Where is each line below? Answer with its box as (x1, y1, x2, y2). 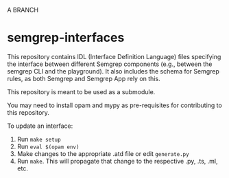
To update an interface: (7, 122, 73, 130)
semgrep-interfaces (7, 30, 125, 45)
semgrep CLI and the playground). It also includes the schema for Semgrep (7, 67, 219, 75)
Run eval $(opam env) (16, 142, 80, 151)
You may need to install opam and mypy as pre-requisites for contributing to (7, 101, 223, 109)
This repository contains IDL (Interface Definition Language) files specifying (7, 52, 221, 60)
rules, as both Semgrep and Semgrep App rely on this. (7, 74, 160, 82)
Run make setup (16, 135, 61, 143)
